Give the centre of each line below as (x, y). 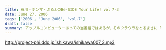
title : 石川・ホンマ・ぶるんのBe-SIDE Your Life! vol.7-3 (62, 10)
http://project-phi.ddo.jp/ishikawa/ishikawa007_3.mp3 (60, 42)
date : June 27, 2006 (27, 14)
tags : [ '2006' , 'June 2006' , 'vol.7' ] (45, 19)
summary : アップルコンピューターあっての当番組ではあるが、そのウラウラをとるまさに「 (83, 28)
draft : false (19, 24)
